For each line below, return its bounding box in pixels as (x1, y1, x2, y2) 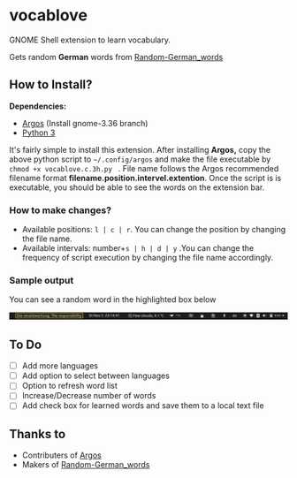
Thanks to (9, 426, 66, 442)
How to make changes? (9, 204, 112, 216)
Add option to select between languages (21, 370, 171, 381)
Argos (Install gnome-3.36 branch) (21, 118, 148, 128)
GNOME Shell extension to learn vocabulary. (9, 34, 171, 45)
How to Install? (9, 77, 93, 93)
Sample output (9, 274, 74, 286)
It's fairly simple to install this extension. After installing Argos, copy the (9, 144, 271, 155)
